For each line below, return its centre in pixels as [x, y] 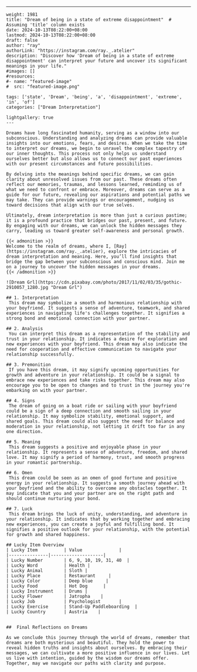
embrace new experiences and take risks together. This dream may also [95, 380]
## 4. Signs [21, 401]
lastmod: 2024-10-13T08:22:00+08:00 [51, 35]
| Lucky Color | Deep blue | [57, 581]
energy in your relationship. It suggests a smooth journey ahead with [95, 483]
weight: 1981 [22, 15]
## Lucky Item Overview [35, 545]
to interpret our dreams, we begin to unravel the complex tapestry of [95, 148]
